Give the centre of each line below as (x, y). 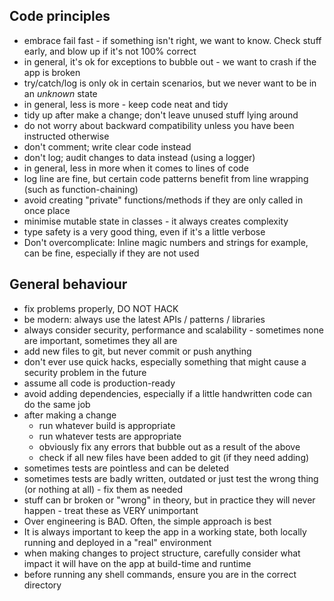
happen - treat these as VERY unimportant (111, 510)
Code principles (60, 16)
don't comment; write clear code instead (107, 146)
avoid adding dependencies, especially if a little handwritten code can (168, 393)
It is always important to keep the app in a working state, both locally (165, 531)
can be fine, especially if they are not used (111, 253)
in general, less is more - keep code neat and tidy (126, 104)
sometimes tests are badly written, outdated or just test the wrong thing (171, 478)
